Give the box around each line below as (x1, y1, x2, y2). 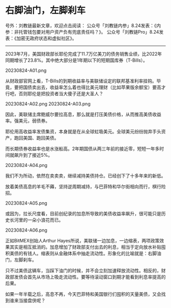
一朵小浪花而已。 (27, 217, 64, 223)
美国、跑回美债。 (22, 134, 59, 141)
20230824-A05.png (5, 200, 47, 206)
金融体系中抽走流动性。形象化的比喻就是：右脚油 (58, 250, 161, 256)
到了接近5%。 (22, 152, 53, 158)
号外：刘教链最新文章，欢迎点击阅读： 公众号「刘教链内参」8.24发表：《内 (5, 22, 161, 29)
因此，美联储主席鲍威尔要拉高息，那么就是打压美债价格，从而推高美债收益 (5, 111, 161, 117)
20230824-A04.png (5, 162, 47, 168)
